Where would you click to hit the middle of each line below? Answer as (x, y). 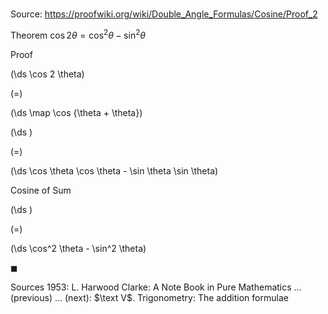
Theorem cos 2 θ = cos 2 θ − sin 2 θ (78, 34)
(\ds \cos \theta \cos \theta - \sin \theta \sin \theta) (114, 170)
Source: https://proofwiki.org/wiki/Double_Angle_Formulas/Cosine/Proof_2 (164, 14)
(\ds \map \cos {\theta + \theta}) (76, 112)
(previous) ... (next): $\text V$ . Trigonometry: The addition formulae (149, 297)
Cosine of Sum (41, 190)
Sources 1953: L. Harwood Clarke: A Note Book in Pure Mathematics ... (156, 287)
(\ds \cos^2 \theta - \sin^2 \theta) (78, 248)
